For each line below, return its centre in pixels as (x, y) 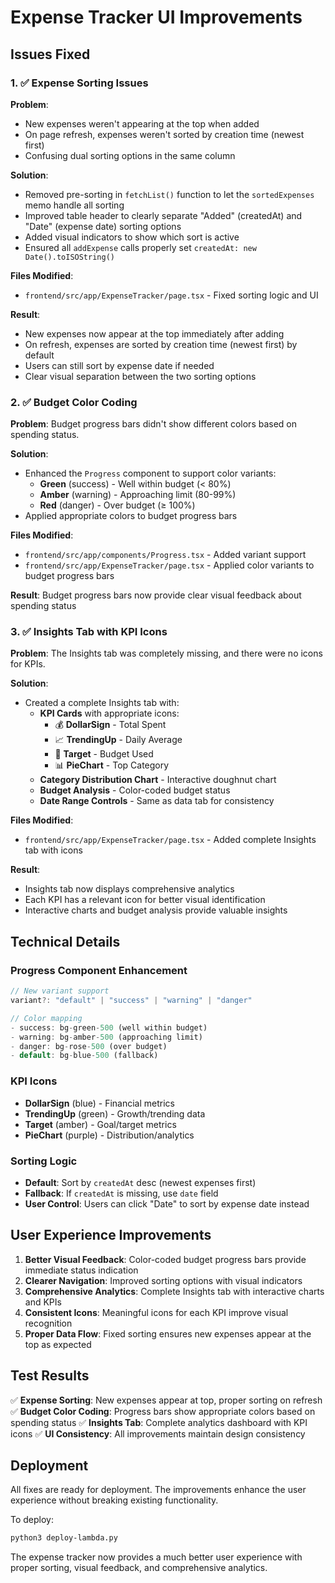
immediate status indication (81, 1270)
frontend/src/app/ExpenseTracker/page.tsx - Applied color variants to (169, 565)
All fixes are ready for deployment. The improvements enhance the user (158, 1490)
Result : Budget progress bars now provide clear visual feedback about (156, 595)
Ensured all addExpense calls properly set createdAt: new (140, 247)
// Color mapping (46, 1018)
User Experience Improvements (111, 1235)
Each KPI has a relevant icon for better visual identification (145, 900)
